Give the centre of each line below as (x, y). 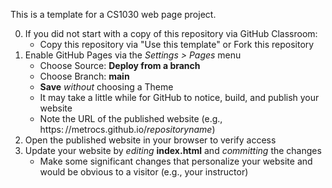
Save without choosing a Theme (106, 87)
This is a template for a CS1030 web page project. (113, 14)
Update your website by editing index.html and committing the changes (173, 150)
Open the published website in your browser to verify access (150, 140)
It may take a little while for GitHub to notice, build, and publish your (179, 97)
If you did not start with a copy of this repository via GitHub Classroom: (171, 33)
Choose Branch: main (84, 76)
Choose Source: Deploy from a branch (120, 65)
